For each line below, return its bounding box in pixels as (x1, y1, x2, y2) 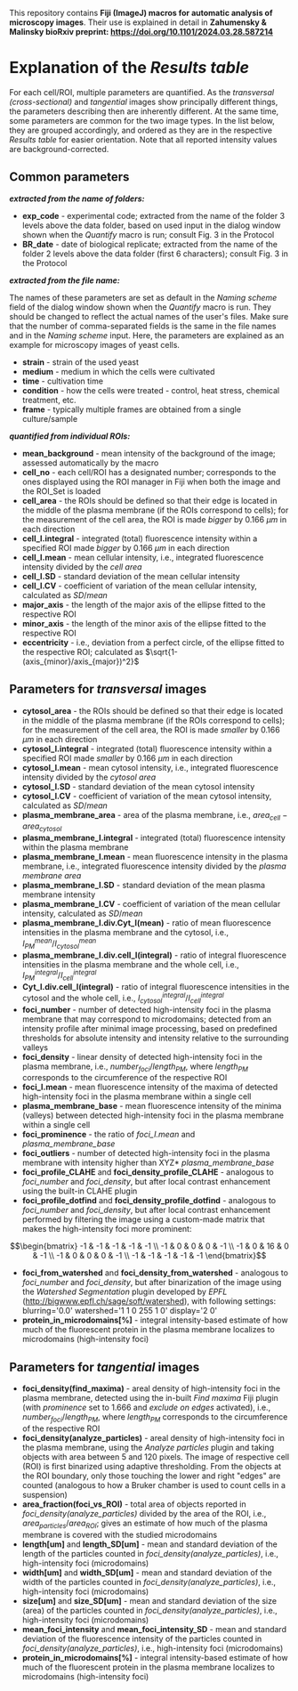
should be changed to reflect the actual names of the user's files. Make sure (9, 311, 289, 321)
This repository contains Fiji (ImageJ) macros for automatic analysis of (9, 8, 273, 18)
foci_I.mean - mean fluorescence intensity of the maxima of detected (21, 1081, 278, 1093)
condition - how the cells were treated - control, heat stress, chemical (21, 384, 280, 395)
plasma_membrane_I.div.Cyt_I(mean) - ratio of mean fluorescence (21, 918, 271, 928)
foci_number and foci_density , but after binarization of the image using (21, 1277, 282, 1288)
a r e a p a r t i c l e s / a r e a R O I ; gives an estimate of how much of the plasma (21, 1517, 269, 1530)
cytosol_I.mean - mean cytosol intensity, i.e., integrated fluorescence (21, 762, 278, 773)
